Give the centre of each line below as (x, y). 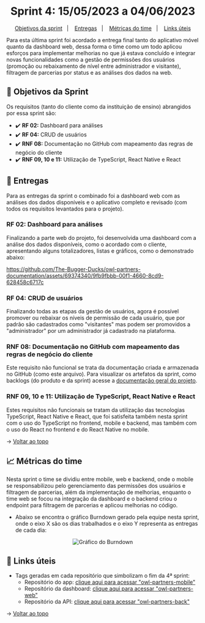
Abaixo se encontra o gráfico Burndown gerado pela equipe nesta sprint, (107, 517)
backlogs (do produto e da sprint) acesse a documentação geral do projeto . (102, 381)
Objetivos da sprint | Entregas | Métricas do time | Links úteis (103, 28)
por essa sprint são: (32, 113)
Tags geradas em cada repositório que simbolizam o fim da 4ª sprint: (102, 576)
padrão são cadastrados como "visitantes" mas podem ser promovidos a (99, 324)
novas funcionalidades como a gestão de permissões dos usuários (91, 59)
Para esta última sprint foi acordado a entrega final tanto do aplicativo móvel (102, 40)
